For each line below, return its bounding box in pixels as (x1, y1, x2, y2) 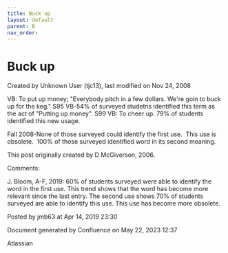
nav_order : (7, 29, 39, 36)
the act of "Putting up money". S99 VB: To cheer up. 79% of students (7, 109, 204, 118)
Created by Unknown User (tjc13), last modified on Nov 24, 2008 (7, 82, 191, 90)
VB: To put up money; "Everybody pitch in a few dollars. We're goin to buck (7, 95, 222, 103)
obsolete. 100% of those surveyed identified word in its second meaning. (7, 137, 216, 146)
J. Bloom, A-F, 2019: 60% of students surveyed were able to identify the (7, 177, 212, 186)
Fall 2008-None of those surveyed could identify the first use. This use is (7, 130, 217, 138)
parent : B (7, 23, 36, 30)
